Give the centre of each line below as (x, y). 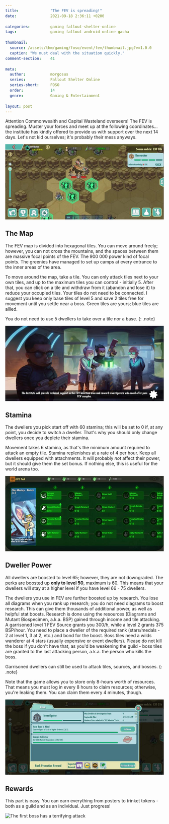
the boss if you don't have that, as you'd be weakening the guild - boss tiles (84, 646)
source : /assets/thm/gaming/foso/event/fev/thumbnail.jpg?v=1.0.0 (81, 48)
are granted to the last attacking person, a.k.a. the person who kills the (78, 651)
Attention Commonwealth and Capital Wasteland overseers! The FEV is (79, 121)
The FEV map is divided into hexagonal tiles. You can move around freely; (81, 246)
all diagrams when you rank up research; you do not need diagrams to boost (84, 603)
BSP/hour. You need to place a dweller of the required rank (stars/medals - (82, 630)
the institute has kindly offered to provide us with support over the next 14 (82, 132)
